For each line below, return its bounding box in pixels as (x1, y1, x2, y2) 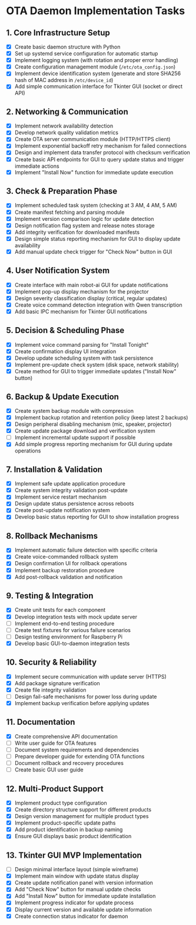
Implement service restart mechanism (14, 493, 107, 500)
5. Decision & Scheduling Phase (6, 325, 125, 336)
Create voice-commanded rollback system (14, 553, 118, 561)
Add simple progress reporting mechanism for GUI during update (14, 441, 172, 448)
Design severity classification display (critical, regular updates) (14, 294, 168, 302)
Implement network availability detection (14, 122, 114, 129)
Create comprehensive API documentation (14, 732, 118, 740)
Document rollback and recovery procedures (14, 760, 124, 766)
